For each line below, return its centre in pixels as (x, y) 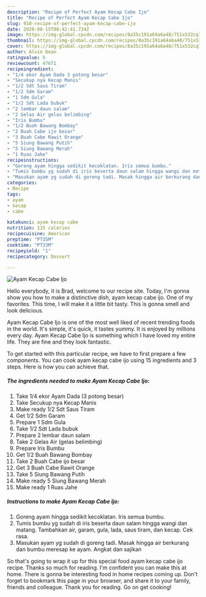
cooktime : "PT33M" (30, 245)
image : (15, 35)
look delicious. (25, 310)
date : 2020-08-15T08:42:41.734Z (48, 29)
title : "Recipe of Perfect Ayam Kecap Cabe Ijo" (70, 18)
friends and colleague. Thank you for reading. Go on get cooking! (89, 587)
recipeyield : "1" (29, 251)
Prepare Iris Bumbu (40, 448)
